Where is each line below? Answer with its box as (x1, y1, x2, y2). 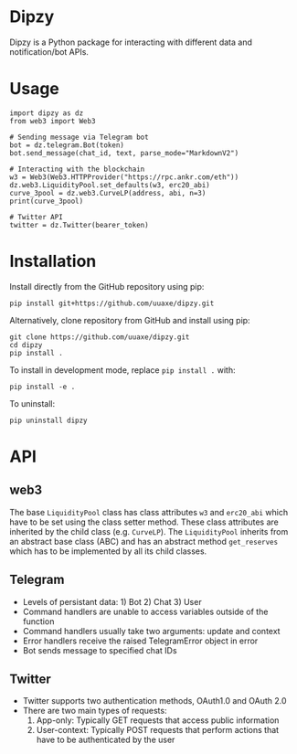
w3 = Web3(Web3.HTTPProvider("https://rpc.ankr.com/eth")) (9, 172, 239, 182)
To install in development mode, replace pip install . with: (9, 364, 236, 376)
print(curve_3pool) (9, 196, 84, 206)
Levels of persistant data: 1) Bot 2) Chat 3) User (22, 596, 203, 607)
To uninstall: (9, 398, 56, 409)
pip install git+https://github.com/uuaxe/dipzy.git (9, 299, 215, 308)
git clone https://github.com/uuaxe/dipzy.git (9, 332, 190, 342)
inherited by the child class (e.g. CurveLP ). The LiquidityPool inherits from (9, 526, 289, 536)
